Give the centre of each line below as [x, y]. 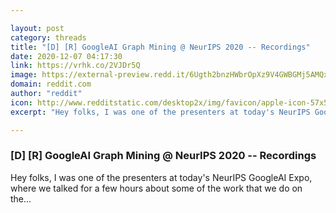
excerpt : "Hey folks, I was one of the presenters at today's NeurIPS [160, 112]
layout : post [37, 28]
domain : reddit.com [51, 84]
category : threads [48, 37]
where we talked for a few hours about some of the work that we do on [156, 188]
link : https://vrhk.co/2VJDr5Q [75, 66]
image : [24, 75]
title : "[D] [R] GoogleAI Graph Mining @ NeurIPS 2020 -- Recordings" [160, 47]
